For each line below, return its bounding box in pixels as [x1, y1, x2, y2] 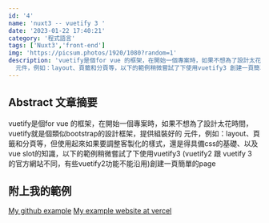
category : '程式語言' [8, 34, 76, 43]
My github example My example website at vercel [8, 206, 172, 216]
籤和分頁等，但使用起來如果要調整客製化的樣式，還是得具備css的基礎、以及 [8, 138, 259, 148]
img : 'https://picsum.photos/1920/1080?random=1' [8, 49, 178, 57]
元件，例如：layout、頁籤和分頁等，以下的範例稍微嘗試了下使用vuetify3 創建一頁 [15, 64, 255, 72]
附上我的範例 [8, 184, 72, 197]
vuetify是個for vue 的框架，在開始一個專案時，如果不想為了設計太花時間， [8, 118, 253, 128]
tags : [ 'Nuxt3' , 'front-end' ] [8, 42, 106, 50]
